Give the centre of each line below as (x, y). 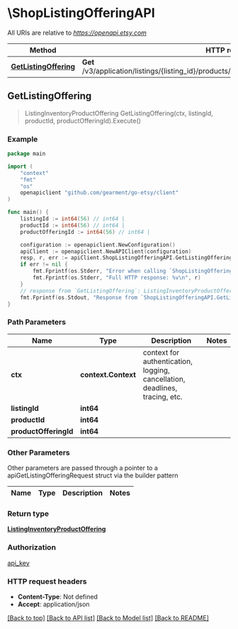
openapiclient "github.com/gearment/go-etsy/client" (100, 193)
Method (43, 50)
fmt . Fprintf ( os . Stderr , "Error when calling (100, 271)
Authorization (32, 548)
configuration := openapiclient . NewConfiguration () (98, 245)
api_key (18, 563)
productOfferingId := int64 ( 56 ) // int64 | (85, 232)
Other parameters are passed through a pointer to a (83, 468)
